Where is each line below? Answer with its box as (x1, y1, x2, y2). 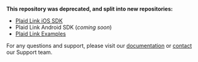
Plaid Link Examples (15, 30, 66, 37)
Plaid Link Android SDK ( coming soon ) (15, 24, 112, 31)
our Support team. (6, 48, 53, 56)
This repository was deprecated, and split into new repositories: (6, 6, 173, 12)
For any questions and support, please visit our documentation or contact (6, 42, 192, 49)
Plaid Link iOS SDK (15, 17, 63, 24)
